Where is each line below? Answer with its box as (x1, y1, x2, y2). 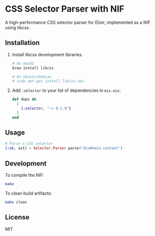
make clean (5, 200, 27, 204)
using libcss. (5, 24, 31, 30)
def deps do (12, 97, 36, 102)
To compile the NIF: (5, 172, 44, 178)
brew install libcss (12, 66, 54, 70)
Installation (5, 39, 40, 47)
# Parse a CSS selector (5, 141, 53, 146)
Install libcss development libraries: (12, 51, 83, 57)
